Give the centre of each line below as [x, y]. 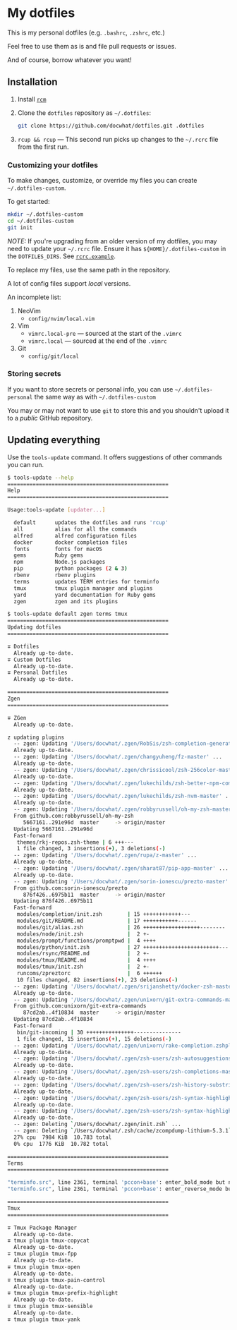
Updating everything [54, 440]
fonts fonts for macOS [58, 549]
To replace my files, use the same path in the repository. [89, 270]
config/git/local [54, 356]
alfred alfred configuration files [75, 536]
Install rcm [32, 99]
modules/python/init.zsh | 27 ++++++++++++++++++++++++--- [123, 947]
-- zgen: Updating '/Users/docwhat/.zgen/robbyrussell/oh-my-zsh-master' [124, 809]
